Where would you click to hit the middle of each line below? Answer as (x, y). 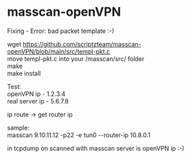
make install (24, 73)
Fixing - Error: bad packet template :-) (61, 31)
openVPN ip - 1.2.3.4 (36, 94)
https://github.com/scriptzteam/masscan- (82, 44)
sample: (18, 127)
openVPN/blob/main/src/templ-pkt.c (59, 51)
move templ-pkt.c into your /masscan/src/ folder (76, 58)
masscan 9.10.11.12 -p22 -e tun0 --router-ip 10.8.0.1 (79, 135)
